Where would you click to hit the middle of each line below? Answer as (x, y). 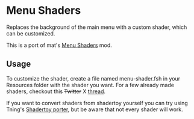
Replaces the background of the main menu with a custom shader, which (97, 27)
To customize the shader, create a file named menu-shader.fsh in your (93, 78)
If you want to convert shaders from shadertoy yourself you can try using (97, 103)
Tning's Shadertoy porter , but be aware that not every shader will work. (95, 109)
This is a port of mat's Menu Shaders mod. (59, 45)
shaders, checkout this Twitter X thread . (56, 91)
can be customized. (31, 33)
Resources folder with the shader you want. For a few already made (90, 85)
